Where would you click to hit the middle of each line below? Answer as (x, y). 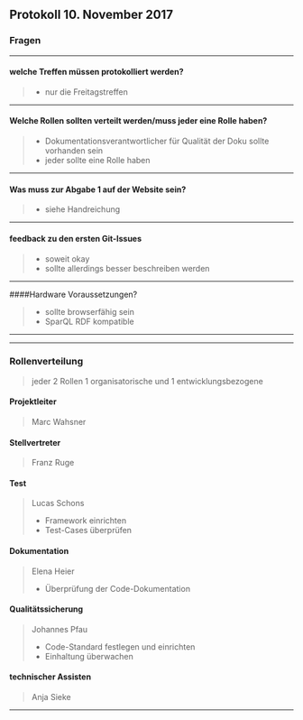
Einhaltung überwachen (89, 656)
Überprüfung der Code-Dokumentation (118, 588)
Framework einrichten (86, 521)
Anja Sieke (51, 697)
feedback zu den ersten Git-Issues (76, 238)
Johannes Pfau (60, 629)
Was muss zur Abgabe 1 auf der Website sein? (98, 189)
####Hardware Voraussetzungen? (73, 294)
